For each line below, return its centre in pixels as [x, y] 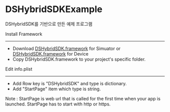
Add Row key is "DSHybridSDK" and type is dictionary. [70, 83]
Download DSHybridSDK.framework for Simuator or [67, 48]
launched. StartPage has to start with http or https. [58, 104]
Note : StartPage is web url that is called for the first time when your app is [83, 98]
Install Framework [24, 34]
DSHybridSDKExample [54, 9]
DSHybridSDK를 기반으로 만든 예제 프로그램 [49, 24]
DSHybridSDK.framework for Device [50, 53]
